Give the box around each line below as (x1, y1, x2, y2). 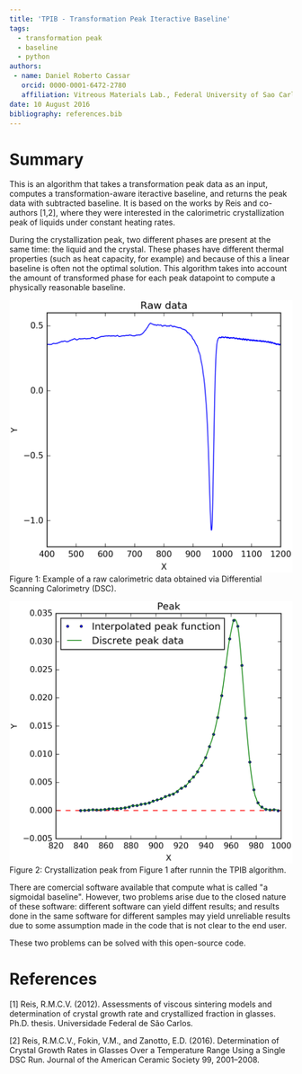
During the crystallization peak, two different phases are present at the (9, 235, 271, 245)
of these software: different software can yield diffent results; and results (9, 901, 280, 911)
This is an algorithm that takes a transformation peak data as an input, (9, 179, 268, 190)
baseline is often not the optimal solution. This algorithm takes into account (9, 263, 288, 274)
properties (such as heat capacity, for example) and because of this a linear (9, 253, 290, 264)
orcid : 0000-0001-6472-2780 (21, 81, 127, 90)
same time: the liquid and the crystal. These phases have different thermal (9, 244, 285, 255)
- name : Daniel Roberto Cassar (13, 72, 130, 81)
